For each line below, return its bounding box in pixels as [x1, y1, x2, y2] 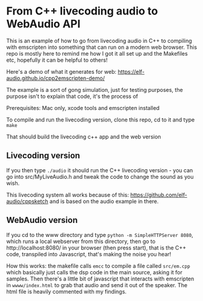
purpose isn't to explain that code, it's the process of [6, 92, 138, 100]
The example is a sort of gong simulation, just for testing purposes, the [6, 86, 183, 93]
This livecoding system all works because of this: [6, 191, 129, 198]
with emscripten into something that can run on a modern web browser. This [6, 44, 198, 51]
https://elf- [118, 68, 145, 75]
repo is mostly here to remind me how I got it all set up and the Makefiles [6, 50, 188, 57]
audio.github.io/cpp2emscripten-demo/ [6, 74, 105, 82]
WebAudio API [6, 17, 81, 31]
